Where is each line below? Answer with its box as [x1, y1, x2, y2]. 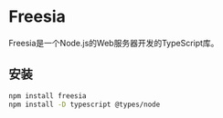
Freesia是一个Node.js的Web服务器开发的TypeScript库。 [8, 37, 219, 48]
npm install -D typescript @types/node [8, 100, 161, 109]
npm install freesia [8, 91, 88, 101]
